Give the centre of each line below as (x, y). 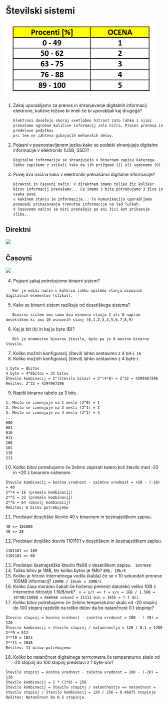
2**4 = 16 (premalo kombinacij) (39, 492)
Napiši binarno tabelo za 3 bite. (45, 393)
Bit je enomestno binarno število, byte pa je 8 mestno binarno (81, 339)
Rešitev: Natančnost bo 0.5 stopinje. (46, 697)
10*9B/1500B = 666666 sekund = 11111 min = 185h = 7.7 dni (76, 598)
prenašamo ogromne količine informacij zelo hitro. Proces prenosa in (88, 126)
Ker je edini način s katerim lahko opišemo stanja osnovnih (77, 290)
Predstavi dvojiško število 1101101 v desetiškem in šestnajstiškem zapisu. (87, 541)
